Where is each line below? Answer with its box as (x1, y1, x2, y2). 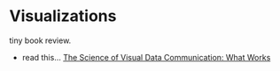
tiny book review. (9, 35, 72, 46)
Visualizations (9, 6, 117, 26)
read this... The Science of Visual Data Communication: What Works (21, 52, 271, 62)
